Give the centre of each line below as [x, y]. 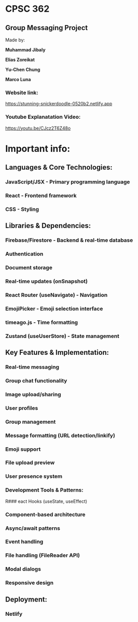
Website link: [22, 92]
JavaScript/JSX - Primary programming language [68, 182]
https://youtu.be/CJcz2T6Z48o [38, 128]
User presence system [34, 476]
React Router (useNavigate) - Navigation [57, 295]
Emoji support [23, 449]
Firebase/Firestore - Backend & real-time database [69, 240]
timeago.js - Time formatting [42, 322]
